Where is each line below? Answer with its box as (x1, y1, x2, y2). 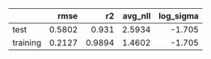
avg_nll (122, 11, 151, 21)
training (12, 37, 42, 48)
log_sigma (158, 11, 200, 21)
